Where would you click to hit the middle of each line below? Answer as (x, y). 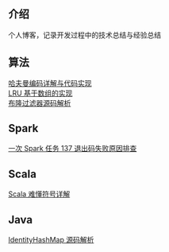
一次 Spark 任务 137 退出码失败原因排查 (73, 149)
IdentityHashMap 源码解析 (51, 240)
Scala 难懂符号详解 (39, 194)
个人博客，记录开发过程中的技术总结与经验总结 (84, 35)
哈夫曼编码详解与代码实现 (50, 83)
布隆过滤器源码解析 (40, 103)
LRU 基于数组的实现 (40, 93)
